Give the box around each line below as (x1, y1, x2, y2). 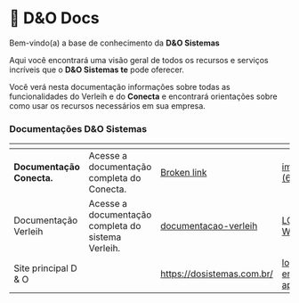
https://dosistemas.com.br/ (159, 267, 274, 280)
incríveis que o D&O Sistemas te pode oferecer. (9, 64, 185, 75)
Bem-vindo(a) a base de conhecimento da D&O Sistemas (9, 37, 220, 48)
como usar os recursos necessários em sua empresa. (9, 100, 206, 111)
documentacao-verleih (159, 220, 258, 233)
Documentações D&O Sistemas (9, 122, 148, 135)
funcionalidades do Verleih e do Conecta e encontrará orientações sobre (9, 91, 278, 102)
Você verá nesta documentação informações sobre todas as (9, 81, 230, 92)
